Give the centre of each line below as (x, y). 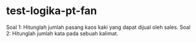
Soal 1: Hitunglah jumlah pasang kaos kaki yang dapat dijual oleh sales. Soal (98, 27)
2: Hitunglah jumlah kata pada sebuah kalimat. (62, 33)
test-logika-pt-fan (52, 11)
